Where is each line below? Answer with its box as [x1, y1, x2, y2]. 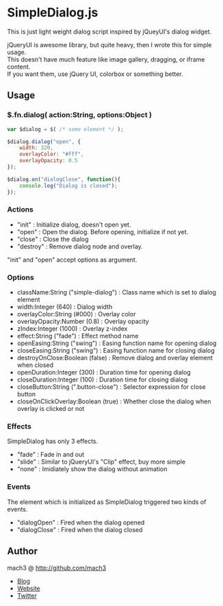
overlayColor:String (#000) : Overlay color [16, 310, 136, 318]
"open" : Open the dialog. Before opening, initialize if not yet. [16, 227, 189, 236]
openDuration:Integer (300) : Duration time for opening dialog [16, 368, 191, 377]
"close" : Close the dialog [16, 235, 89, 243]
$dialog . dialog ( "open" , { [7, 138, 81, 145]
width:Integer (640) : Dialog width [16, 303, 113, 311]
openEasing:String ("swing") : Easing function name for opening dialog [16, 339, 217, 347]
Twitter [16, 591, 38, 600]
